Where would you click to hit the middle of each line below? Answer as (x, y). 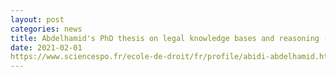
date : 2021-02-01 (46, 47)
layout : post (37, 19)
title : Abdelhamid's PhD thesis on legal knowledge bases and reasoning (165, 38)
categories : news (46, 29)
